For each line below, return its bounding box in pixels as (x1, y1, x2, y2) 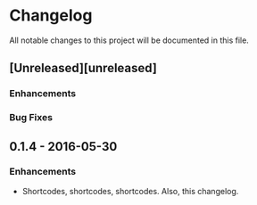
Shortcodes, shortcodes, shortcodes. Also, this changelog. (21, 185, 239, 196)
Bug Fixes (9, 111, 54, 124)
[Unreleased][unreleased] (9, 61, 158, 76)
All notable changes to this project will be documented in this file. (9, 35, 250, 45)
